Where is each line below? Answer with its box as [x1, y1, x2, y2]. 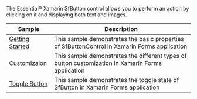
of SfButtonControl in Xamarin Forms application [54, 42, 188, 50]
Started [9, 42, 30, 50]
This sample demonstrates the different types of [54, 52, 187, 60]
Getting [9, 35, 29, 43]
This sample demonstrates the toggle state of [54, 76, 179, 84]
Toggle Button [9, 80, 48, 87]
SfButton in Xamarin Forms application [54, 83, 160, 91]
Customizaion [9, 59, 47, 67]
